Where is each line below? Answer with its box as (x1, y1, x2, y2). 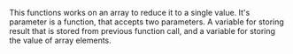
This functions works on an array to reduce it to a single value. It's (9, 8, 251, 17)
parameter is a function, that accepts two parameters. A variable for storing (9, 17, 285, 27)
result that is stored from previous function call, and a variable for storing (9, 26, 276, 36)
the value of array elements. (9, 35, 112, 45)
